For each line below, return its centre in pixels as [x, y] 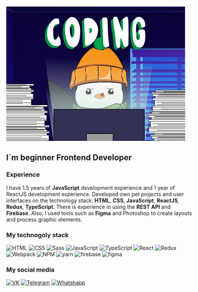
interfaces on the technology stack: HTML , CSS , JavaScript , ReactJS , [93, 200]
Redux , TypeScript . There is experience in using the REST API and [89, 207]
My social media [30, 269]
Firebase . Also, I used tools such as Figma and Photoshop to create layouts [99, 213]
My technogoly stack [38, 235]
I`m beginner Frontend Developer [69, 158]
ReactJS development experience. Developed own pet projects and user [95, 194]
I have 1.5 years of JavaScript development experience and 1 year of [91, 188]
